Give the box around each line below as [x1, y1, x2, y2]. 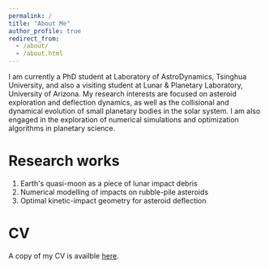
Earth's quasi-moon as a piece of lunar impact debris [19, 178, 199, 188]
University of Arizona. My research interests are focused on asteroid [8, 89, 237, 98]
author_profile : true [8, 27, 82, 35]
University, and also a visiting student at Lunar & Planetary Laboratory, [8, 80, 243, 90]
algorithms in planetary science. [8, 123, 116, 133]
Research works [8, 152, 120, 170]
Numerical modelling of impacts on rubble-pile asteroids [19, 187, 209, 197]
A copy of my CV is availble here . [8, 250, 119, 260]
